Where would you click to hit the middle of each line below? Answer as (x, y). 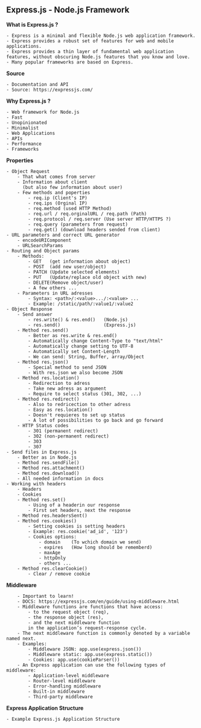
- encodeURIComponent (44, 240)
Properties (20, 160)
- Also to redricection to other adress (79, 404)
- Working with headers (36, 484)
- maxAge (49, 553)
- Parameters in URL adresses (55, 293)
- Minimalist (23, 128)
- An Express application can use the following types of (91, 665)
